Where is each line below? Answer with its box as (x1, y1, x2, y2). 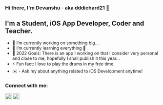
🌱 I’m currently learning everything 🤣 (12, 45, 86, 51)
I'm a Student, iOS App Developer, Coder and (5, 19, 144, 28)
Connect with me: (5, 82, 48, 89)
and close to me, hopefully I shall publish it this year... (12, 55, 120, 61)
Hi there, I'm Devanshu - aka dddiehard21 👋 (5, 4, 110, 11)
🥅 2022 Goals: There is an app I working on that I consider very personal (12, 50, 159, 56)
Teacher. (5, 27, 33, 35)
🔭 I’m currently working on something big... (12, 40, 99, 46)
